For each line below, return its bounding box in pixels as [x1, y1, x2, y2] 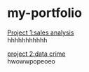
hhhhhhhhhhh [7, 35, 48, 44]
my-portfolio [7, 5, 83, 21]
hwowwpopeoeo [7, 56, 56, 65]
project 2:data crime [7, 49, 66, 58]
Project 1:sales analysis [7, 28, 74, 37]
